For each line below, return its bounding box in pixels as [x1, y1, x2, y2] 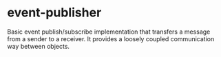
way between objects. [7, 42, 70, 50]
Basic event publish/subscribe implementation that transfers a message [7, 27, 211, 36]
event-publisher [7, 5, 102, 21]
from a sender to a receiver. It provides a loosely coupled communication [7, 34, 215, 43]
